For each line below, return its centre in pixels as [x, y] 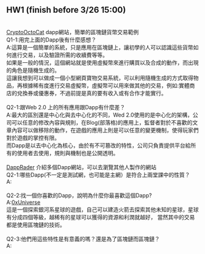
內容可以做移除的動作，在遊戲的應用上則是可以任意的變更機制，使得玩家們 [105, 130]
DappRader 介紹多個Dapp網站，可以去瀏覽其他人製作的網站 [81, 167]
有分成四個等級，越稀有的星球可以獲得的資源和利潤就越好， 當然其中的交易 [101, 217]
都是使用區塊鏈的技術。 [36, 225]
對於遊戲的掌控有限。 [33, 137]
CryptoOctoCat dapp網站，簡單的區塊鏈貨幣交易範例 [73, 32]
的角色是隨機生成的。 [33, 70]
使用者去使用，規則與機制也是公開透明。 [68, 153]
